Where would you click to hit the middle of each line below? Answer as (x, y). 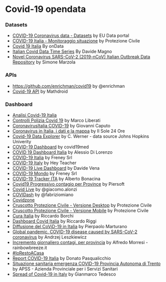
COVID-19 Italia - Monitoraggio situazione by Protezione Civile (76, 41)
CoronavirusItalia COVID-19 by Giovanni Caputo (61, 126)
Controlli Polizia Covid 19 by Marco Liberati (56, 120)
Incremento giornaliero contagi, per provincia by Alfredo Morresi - (80, 243)
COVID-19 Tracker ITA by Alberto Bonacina (56, 179)
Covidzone (23, 200)
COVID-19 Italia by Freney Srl (42, 158)
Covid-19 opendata (46, 9)
